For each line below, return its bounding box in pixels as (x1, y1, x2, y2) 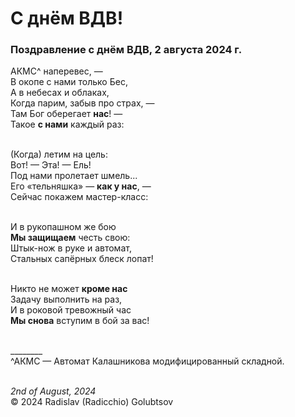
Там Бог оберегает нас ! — (10, 108, 123, 120)
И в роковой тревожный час (10, 304, 132, 316)
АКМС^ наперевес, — (10, 65, 103, 77)
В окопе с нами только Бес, (10, 76, 128, 88)
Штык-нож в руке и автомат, (10, 242, 132, 254)
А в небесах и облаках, (10, 87, 110, 99)
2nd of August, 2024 (10, 385, 97, 397)
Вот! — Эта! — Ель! (10, 159, 92, 171)
